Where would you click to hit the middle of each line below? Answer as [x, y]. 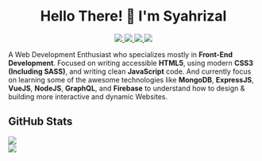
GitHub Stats [40, 122]
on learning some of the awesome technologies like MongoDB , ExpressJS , [131, 79]
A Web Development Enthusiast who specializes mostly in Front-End [120, 54]
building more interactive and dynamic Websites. [88, 96]
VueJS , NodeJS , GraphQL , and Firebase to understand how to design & [127, 88]
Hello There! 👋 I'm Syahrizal [133, 16]
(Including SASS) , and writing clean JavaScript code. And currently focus [130, 71]
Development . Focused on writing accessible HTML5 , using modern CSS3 [131, 63]
